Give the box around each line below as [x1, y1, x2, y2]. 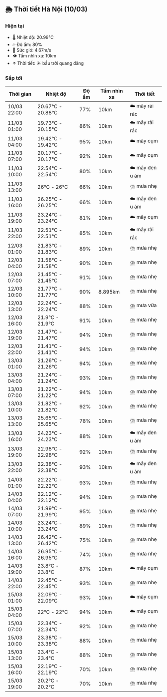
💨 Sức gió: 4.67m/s [12, 47, 51, 53]
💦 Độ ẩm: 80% [12, 41, 42, 47]
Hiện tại [5, 22, 24, 29]
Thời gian [8, 90, 32, 97]
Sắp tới [5, 74, 22, 81]
